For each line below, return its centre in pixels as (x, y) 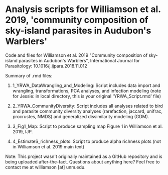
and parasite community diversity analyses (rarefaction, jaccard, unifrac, (88, 111)
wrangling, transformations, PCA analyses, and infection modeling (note (87, 91)
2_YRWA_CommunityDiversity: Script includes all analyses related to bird (88, 106)
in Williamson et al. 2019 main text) (48, 146)
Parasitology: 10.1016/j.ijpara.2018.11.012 (46, 66)
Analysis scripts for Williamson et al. (83, 9)
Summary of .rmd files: (29, 75)
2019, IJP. (23, 131)
